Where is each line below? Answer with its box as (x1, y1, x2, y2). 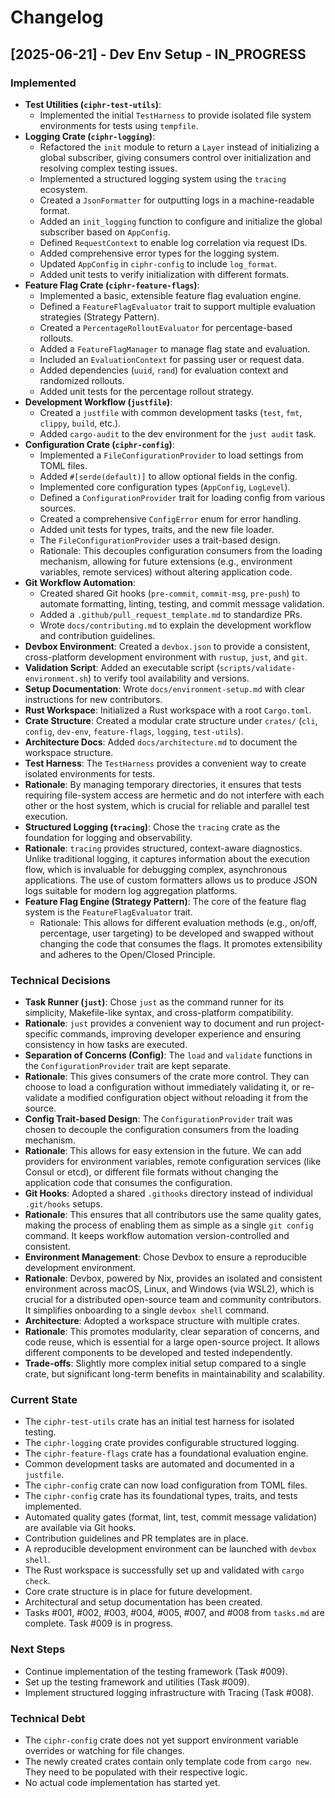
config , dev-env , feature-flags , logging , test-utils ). (24, 725, 244, 737)
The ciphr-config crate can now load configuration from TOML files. (24, 1479, 308, 1491)
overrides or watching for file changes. (24, 1745, 185, 1757)
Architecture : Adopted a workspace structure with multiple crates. (24, 1315, 300, 1327)
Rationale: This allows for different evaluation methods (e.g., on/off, (39, 916, 318, 928)
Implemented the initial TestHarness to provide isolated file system (39, 109, 312, 121)
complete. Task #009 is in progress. (24, 1617, 174, 1630)
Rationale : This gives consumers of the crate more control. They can (24, 1071, 310, 1083)
